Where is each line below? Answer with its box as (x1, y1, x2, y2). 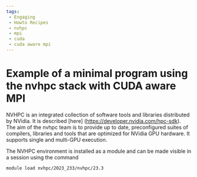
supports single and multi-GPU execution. (6, 136, 108, 143)
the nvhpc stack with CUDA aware (6, 79, 176, 93)
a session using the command (6, 153, 79, 161)
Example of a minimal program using (6, 67, 188, 80)
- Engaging (8, 14, 35, 20)
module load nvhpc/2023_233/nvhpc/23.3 (6, 165, 104, 171)
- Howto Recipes (8, 19, 49, 25)
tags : (6, 8, 19, 15)
